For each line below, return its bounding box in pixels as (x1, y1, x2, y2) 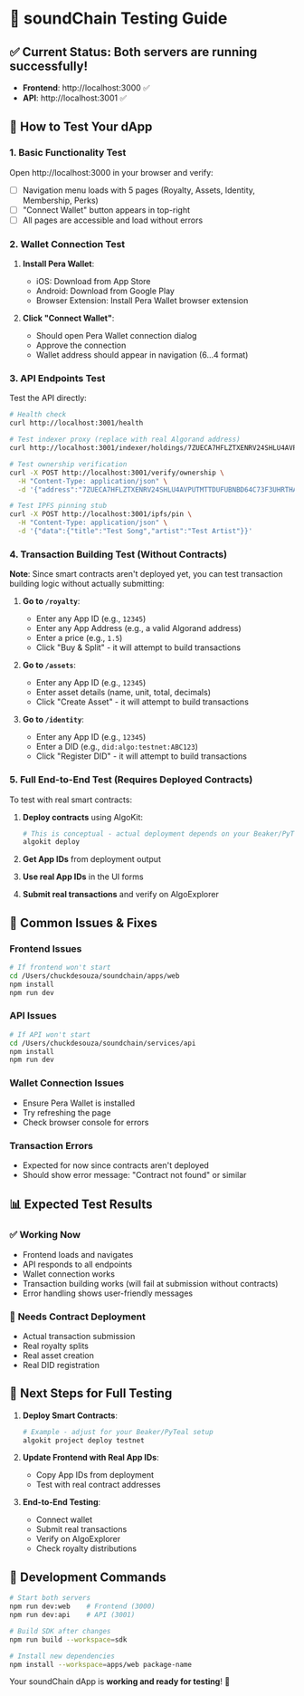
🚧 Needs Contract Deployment (9, 1310, 147, 1323)
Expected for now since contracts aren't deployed (22, 1159, 210, 1171)
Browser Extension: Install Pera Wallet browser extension (35, 295, 249, 306)
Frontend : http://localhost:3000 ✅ (22, 82, 151, 93)
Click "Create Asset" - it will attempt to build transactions (35, 696, 249, 707)
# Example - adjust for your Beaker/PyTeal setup (22, 1427, 214, 1436)
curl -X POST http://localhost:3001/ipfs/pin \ (9, 510, 193, 519)
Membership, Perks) (22, 195, 100, 206)
